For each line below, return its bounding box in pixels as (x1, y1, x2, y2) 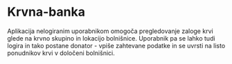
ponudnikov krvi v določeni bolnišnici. (7, 49, 116, 57)
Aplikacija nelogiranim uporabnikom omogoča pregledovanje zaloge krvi (7, 27, 213, 35)
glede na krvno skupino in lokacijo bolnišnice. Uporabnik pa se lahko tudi (7, 34, 216, 42)
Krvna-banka (7, 4, 85, 20)
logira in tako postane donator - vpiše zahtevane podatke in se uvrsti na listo (7, 41, 226, 50)
